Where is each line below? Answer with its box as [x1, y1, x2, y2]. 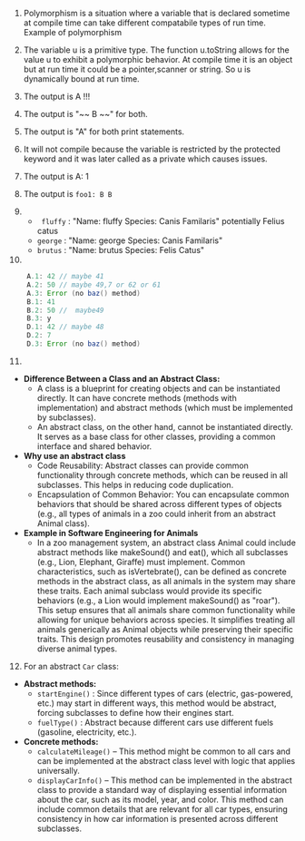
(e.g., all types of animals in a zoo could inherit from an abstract [36, 508, 276, 519]
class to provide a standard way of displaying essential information [36, 784, 288, 795]
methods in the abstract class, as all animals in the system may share [36, 575, 296, 586]
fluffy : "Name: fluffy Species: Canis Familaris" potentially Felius [41, 216, 285, 226]
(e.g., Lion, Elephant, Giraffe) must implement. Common [36, 556, 246, 567]
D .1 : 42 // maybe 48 [26, 322, 104, 332]
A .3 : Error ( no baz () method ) [26, 288, 142, 298]
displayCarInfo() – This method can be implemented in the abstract [36, 775, 293, 786]
